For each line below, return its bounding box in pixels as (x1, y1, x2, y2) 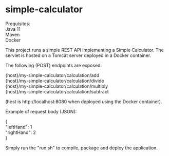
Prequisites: (5, 21, 31, 27)
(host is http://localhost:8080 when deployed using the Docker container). (5, 99, 162, 105)
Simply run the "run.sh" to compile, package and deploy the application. (5, 145, 158, 151)
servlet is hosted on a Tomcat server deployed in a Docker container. (5, 52, 152, 59)
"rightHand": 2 (5, 129, 36, 135)
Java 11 (5, 26, 21, 32)
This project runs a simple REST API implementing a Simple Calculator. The (5, 47, 164, 53)
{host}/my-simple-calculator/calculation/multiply (5, 83, 108, 89)
